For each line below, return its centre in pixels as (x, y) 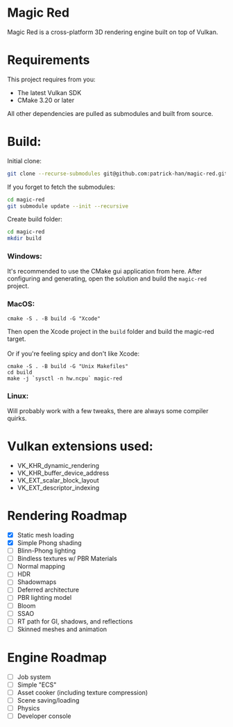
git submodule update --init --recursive (68, 206)
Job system (34, 677)
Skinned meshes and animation (62, 629)
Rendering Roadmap (67, 516)
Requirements (49, 60)
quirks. (17, 419)
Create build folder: (35, 219)
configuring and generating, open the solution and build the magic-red (107, 278)
